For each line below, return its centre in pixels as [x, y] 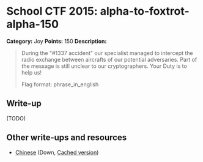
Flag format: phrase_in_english [60, 84]
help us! [31, 72]
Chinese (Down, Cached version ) [57, 152]
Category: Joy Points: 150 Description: [57, 41]
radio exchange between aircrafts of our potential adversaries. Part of [109, 59]
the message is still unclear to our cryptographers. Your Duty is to [104, 66]
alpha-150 [33, 24]
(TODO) [16, 118]
